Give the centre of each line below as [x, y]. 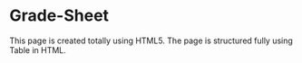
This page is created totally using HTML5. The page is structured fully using [151, 40]
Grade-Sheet [59, 16]
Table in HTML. [38, 49]
